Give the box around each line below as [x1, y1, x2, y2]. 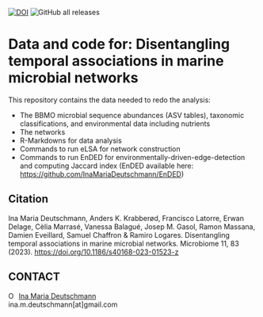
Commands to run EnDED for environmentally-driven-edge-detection [19, 152, 246, 162]
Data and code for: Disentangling [8, 36, 231, 53]
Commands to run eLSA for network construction [19, 143, 181, 154]
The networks [19, 127, 66, 136]
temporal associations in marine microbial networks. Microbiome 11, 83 [8, 239, 239, 248]
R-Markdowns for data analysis [19, 136, 123, 145]
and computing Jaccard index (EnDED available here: [19, 161, 194, 170]
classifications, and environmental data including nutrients [19, 119, 211, 128]
